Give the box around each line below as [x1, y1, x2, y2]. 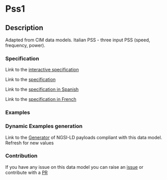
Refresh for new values [5, 140, 54, 146]
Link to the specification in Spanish [5, 86, 79, 92]
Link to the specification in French [5, 96, 76, 102]
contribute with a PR [5, 169, 48, 175]
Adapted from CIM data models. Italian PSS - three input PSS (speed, [5, 37, 150, 43]
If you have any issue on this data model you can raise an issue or [5, 164, 144, 170]
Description [5, 23, 43, 32]
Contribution [5, 152, 38, 160]
